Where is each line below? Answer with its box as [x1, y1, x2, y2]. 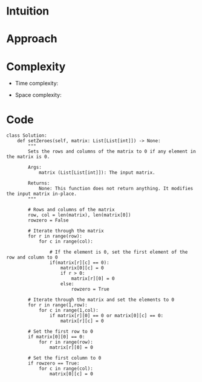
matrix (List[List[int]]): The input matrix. [38, 170, 155, 176]
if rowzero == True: [28, 360, 80, 367]
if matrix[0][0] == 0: [28, 334, 85, 340]
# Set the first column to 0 [28, 355, 102, 361]
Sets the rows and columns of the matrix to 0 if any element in [28, 148, 197, 155]
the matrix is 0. [6, 154, 50, 160]
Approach [6, 32, 57, 46]
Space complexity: [15, 91, 62, 99]
